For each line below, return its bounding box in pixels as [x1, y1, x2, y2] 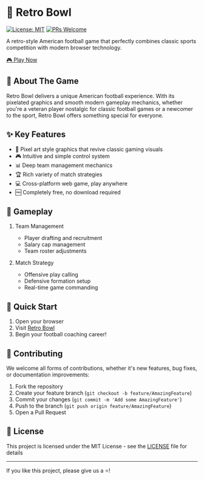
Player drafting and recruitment [24, 235, 103, 242]
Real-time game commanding [24, 284, 98, 291]
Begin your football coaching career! [15, 331, 107, 338]
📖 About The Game [6, 76, 79, 86]
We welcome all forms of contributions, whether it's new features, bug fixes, [6, 365, 197, 372]
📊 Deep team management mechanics [15, 161, 113, 169]
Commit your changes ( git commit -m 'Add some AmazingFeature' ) [15, 396, 182, 403]
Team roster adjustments [24, 247, 87, 255]
